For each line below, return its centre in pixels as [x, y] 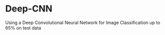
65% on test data [23, 27]
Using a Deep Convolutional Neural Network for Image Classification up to [83, 22]
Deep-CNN [29, 9]
